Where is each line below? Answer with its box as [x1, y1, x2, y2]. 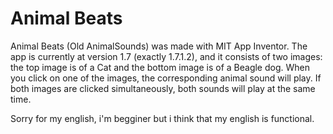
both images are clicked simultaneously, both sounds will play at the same [10, 82, 316, 94]
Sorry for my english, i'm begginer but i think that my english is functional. [10, 112, 315, 124]
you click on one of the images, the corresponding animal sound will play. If [10, 72, 322, 84]
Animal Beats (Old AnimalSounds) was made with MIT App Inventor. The [10, 40, 308, 52]
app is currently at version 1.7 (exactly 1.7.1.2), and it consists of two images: [10, 50, 323, 62]
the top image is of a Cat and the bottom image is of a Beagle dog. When [10, 61, 310, 73]
